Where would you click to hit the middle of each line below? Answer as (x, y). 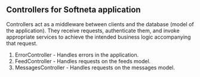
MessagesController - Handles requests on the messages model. (95, 67)
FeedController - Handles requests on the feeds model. (83, 61)
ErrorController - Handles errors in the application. (77, 55)
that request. (22, 43)
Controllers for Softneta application (74, 10)
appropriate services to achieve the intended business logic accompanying (99, 37)
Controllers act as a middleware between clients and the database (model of (100, 24)
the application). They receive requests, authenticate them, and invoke (93, 30)
